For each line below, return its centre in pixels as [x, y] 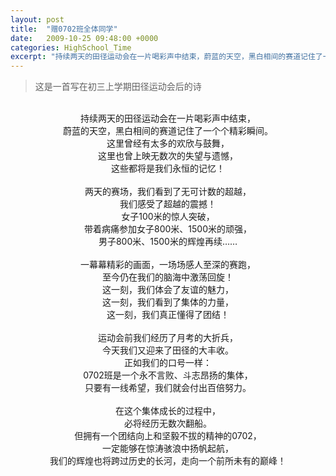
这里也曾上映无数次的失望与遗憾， [168, 156]
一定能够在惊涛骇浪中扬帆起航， [168, 448]
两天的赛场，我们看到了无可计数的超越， [168, 192]
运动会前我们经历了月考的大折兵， [168, 338]
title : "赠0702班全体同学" [64, 29]
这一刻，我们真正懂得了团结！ [168, 315]
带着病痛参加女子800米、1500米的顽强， [168, 229]
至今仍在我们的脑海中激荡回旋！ [168, 277]
